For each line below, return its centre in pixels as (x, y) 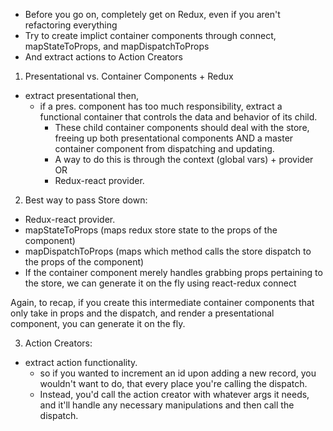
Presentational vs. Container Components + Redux (129, 76)
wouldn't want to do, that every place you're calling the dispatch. (173, 383)
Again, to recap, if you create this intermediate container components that (162, 302)
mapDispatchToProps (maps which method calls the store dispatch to (168, 251)
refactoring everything (71, 25)
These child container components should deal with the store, (182, 127)
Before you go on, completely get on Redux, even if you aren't (152, 14)
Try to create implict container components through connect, (150, 35)
